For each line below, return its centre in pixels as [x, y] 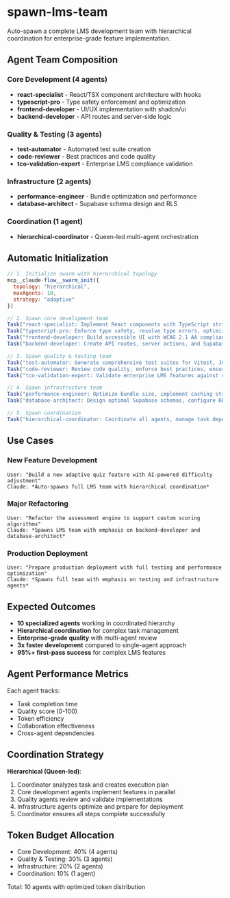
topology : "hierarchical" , [52, 287]
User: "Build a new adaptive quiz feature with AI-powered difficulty [110, 475]
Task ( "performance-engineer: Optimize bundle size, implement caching [110, 394]
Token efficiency [40, 718]
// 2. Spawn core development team [58, 318]
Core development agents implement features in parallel [96, 792]
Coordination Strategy [55, 755]
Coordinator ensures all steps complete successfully [91, 813]
